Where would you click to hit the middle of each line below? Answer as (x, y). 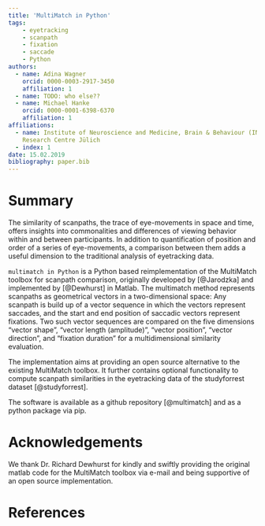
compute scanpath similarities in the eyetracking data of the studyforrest (126, 379)
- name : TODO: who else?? (58, 96)
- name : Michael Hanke (52, 103)
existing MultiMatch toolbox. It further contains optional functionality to (123, 370)
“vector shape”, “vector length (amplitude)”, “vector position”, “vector (120, 330)
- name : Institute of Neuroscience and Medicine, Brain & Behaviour (130, 132)
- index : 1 (33, 147)
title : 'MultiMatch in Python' (60, 15)
